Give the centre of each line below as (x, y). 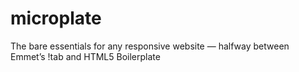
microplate (56, 18)
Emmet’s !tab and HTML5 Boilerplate (85, 56)
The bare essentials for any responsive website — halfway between (150, 46)
